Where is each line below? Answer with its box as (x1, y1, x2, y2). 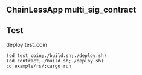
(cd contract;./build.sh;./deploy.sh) (6, 58, 104, 64)
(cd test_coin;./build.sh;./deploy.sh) (6, 53, 107, 59)
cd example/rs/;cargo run (6, 63, 71, 70)
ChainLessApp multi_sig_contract (6, 5, 137, 15)
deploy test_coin (6, 41, 47, 49)
